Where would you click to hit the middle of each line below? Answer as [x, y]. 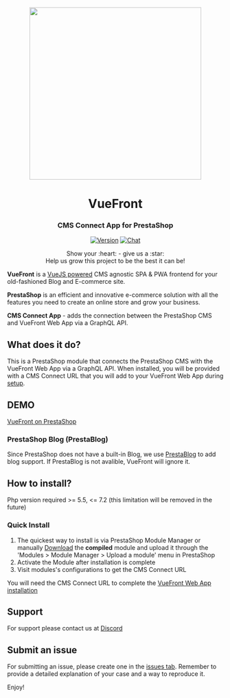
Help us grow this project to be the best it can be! [115, 261]
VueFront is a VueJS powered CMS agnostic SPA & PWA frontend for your [112, 274]
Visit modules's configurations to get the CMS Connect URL [102, 569]
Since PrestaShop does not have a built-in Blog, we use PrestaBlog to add [112, 454]
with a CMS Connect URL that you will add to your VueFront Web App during [115, 376]
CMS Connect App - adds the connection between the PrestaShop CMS [110, 316]
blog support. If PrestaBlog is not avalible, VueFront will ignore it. [99, 462]
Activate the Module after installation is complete [86, 562]
